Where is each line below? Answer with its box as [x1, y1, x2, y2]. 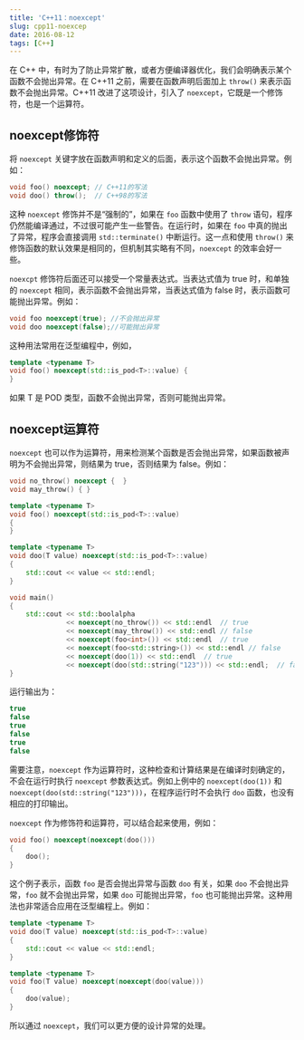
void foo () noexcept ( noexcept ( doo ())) [9, 835, 156, 844]
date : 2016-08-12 [9, 30, 75, 39]
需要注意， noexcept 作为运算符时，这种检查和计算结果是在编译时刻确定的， [9, 764, 290, 775]
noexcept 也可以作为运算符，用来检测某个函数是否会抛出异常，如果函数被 [9, 448, 282, 457]
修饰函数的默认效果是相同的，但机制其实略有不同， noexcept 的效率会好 [9, 242, 274, 254]
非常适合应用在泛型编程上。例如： [24, 900, 152, 911]
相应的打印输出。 [9, 798, 73, 809]
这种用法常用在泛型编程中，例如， [9, 340, 137, 351]
